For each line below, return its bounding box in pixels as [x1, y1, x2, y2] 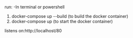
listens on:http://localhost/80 [4, 28, 62, 33]
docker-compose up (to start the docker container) [11, 19, 113, 24]
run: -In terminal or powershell [4, 4, 65, 10]
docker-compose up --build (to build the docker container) [11, 13, 129, 19]
